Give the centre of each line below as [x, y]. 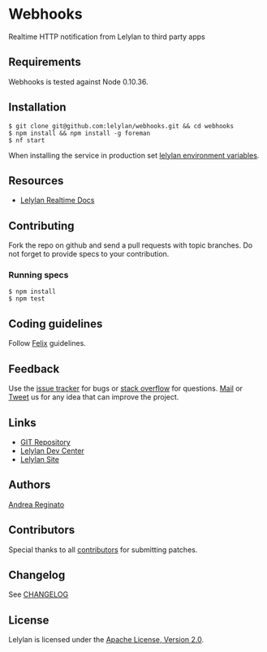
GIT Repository [45, 442]
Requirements [45, 62]
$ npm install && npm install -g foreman [80, 133]
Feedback [34, 369]
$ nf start [27, 140]
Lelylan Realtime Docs [57, 201]
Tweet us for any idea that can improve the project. [94, 397]
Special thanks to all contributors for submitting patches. [103, 550]
